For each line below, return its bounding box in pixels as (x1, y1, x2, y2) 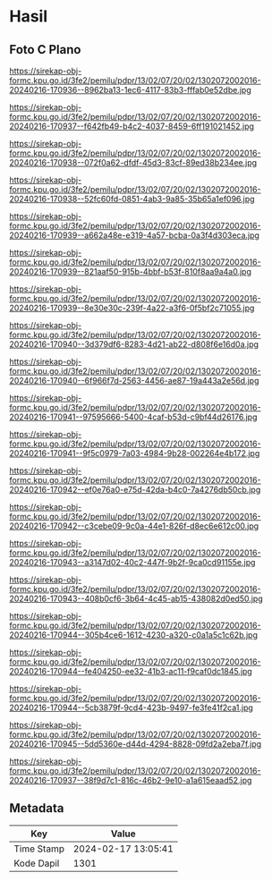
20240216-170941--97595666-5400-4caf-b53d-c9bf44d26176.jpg (9, 411, 258, 422)
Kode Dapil (13, 857, 60, 869)
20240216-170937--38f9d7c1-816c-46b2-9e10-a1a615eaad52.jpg (9, 775, 252, 785)
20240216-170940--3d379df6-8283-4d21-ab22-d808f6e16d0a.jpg (9, 339, 259, 350)
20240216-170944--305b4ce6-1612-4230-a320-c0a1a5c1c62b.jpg (9, 630, 258, 640)
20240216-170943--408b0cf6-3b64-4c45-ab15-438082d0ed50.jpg (9, 593, 263, 604)
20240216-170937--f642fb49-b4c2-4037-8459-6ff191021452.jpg (9, 121, 255, 131)
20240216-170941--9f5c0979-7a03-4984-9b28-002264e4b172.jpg (9, 448, 260, 458)
